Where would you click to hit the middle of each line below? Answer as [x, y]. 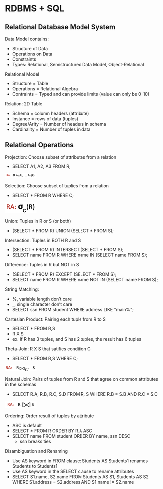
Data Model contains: [27, 39]
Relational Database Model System [60, 27]
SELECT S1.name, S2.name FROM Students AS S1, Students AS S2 [81, 476]
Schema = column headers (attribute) [51, 113]
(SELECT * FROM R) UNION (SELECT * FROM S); [63, 230]
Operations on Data [32, 54]
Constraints [24, 59]
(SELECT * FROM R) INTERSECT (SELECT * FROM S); [68, 249]
